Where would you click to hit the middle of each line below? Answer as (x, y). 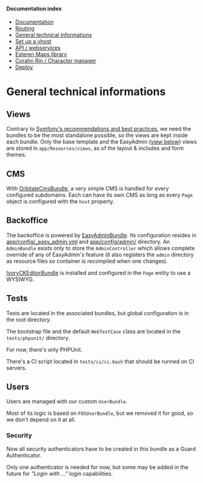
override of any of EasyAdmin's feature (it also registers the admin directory (100, 254)
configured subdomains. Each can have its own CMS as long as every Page (99, 195)
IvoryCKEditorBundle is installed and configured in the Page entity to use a (98, 273)
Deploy (24, 68)
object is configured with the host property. (61, 201)
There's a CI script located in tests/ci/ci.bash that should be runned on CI (100, 361)
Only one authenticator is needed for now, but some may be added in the (98, 467)
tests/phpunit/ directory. (38, 338)
